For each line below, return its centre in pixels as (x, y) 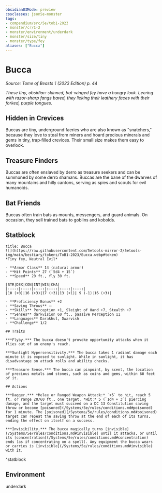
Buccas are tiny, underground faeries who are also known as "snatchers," (79, 130)
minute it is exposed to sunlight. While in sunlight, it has (69, 357)
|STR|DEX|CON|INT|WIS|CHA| (33, 285)
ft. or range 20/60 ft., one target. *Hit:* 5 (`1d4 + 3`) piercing (76, 399)
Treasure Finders (32, 161)
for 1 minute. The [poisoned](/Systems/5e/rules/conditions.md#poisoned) (81, 412)
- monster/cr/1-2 (23, 28)
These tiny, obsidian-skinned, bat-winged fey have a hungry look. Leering (80, 92)
